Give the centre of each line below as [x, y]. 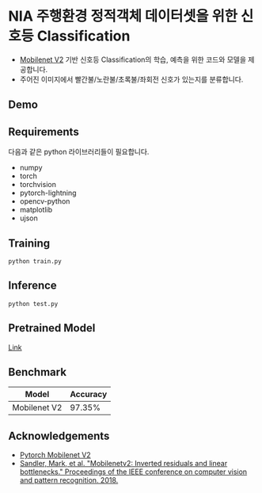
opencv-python [45, 201]
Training [29, 243]
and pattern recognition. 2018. [69, 480]
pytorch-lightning [48, 193]
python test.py [33, 304]
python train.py [35, 261]
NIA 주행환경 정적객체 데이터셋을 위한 [123, 16]
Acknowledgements [59, 436]
